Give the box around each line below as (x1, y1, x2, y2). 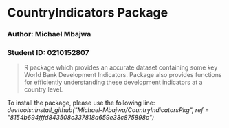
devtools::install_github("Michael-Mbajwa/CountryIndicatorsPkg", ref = (7, 106, 210, 114)
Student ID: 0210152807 (7, 48, 89, 58)
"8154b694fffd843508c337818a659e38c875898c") (7, 114, 155, 122)
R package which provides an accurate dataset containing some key (23, 63, 218, 72)
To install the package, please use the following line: (7, 98, 155, 107)
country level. (23, 85, 63, 94)
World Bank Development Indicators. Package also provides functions (23, 71, 222, 79)
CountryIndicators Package (7, 5, 168, 21)
